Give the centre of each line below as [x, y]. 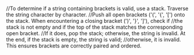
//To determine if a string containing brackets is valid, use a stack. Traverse [97, 8]
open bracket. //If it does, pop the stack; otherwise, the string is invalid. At [96, 33]
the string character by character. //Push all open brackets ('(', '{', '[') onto [96, 15]
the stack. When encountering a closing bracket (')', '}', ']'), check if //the [95, 21]
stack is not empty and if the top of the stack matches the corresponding [95, 27]
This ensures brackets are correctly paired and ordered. [74, 46]
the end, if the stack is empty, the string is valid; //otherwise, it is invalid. [93, 39]
